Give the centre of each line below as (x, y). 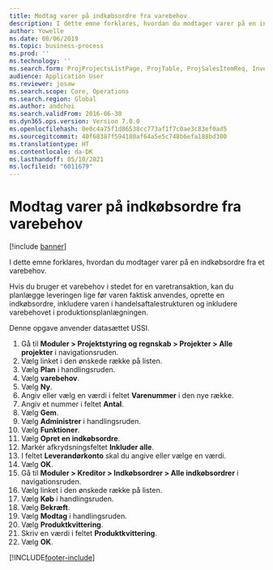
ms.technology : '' (40, 62)
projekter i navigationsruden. (70, 353)
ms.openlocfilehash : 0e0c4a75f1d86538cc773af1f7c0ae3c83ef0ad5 (118, 129)
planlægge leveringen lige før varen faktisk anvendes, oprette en (117, 295)
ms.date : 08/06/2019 (44, 39)
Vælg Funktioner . (50, 430)
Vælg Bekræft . (45, 508)
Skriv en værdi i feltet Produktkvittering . (89, 534)
